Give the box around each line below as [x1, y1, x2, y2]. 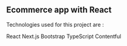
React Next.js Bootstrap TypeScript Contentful [6, 33, 122, 40]
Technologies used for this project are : [6, 21, 104, 28]
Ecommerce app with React [6, 5, 112, 15]
